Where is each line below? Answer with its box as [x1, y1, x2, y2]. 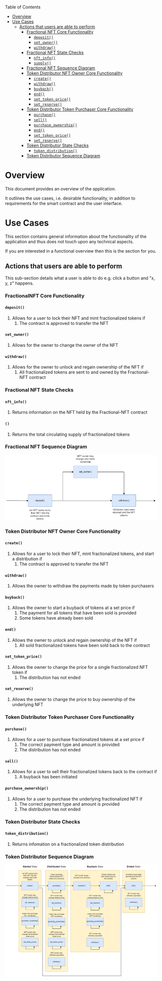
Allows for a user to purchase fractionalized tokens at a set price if [12, 737, 145, 743]
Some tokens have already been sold [19, 615, 93, 621]
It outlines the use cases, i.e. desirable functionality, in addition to [5, 195, 135, 201]
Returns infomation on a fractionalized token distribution [12, 841, 124, 847]
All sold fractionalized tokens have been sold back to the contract [19, 642, 150, 648]
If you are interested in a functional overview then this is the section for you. [5, 248, 157, 254]
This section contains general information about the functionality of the [5, 233, 147, 239]
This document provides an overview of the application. [5, 186, 116, 191]
